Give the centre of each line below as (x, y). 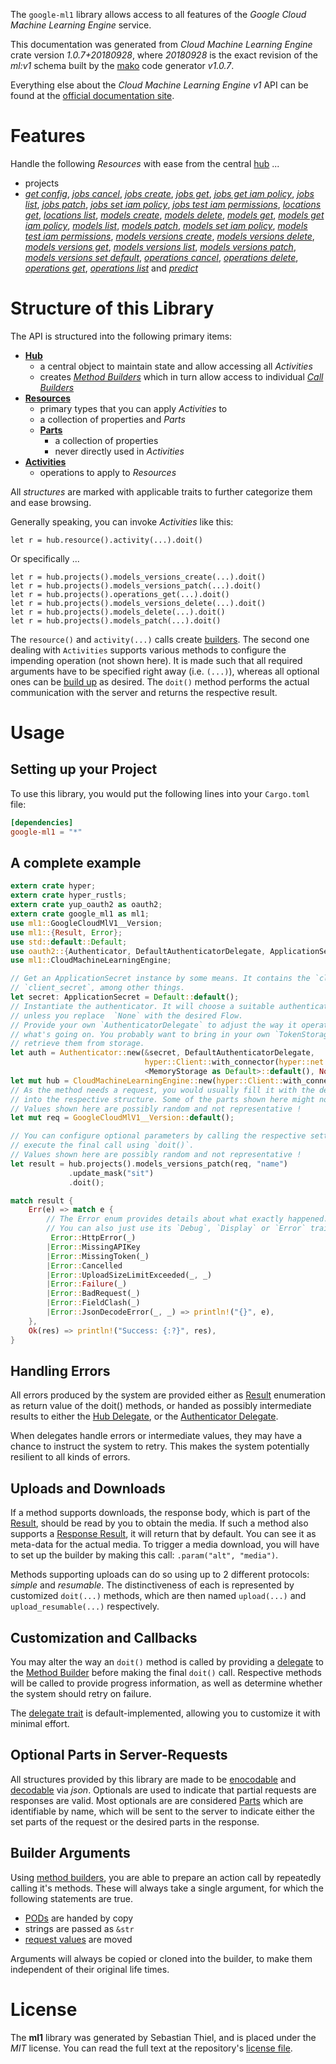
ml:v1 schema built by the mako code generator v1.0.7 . (122, 65)
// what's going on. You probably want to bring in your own (140, 1034)
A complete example (76, 863)
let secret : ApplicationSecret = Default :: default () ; (125, 997)
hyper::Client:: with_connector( (212, 1062)
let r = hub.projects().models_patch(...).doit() (116, 620)
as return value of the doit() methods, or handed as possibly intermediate (161, 1406)
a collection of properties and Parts (112, 419)
